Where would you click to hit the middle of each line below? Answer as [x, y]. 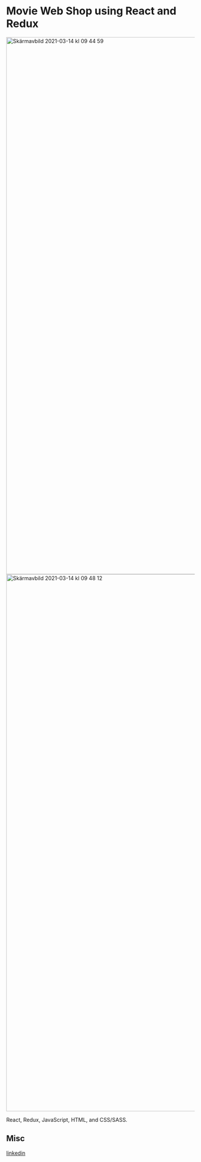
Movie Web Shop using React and [91, 11]
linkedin [16, 1153]
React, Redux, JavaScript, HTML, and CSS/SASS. [67, 1120]
